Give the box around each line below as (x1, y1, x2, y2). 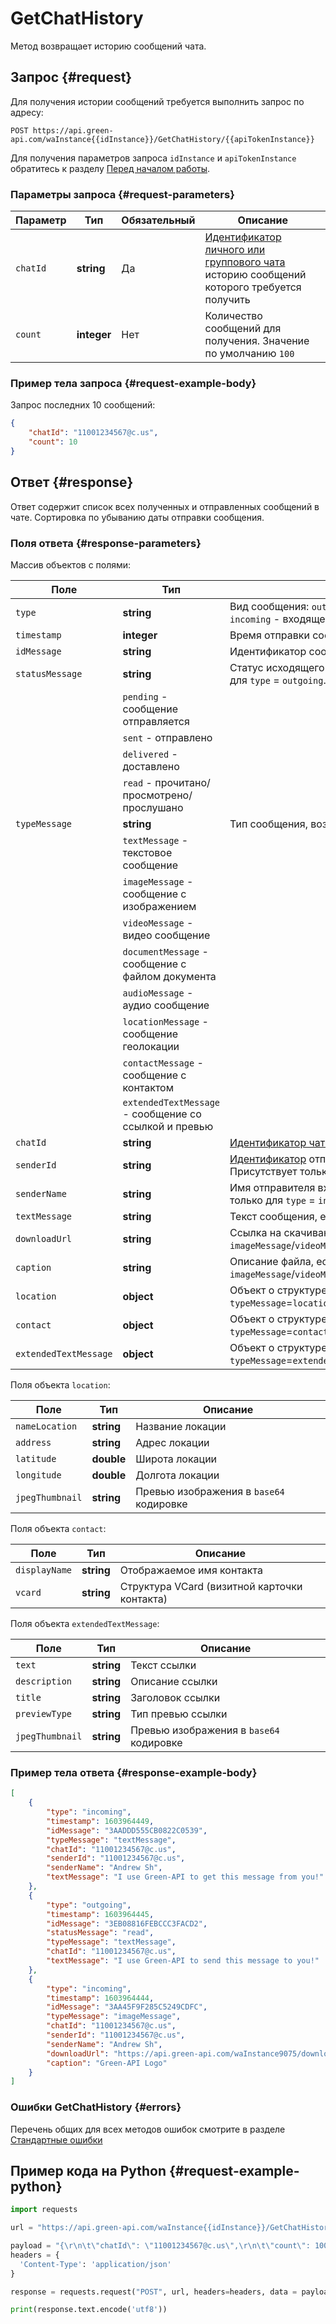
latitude (15, 1453, 57, 1464)
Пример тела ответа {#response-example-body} (10, 1765, 258, 1779)
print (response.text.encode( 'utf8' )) (10, 2305, 168, 2315)
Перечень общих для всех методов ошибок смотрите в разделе (10, 2123, 286, 2135)
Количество (204, 309, 263, 323)
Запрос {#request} (10, 69, 133, 86)
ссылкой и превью (122, 1119, 214, 1133)
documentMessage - (122, 944, 209, 958)
